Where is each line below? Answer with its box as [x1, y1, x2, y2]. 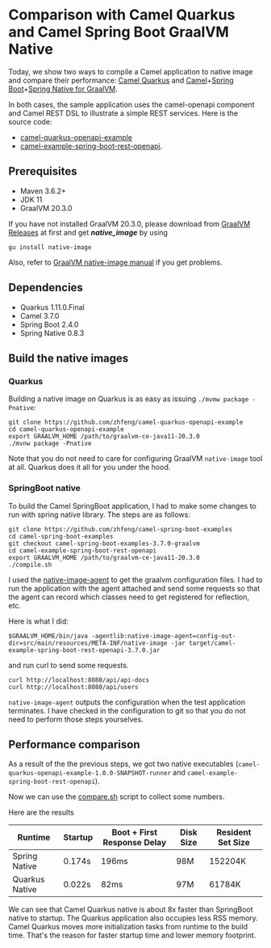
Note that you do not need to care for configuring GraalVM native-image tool [8, 454, 263, 463]
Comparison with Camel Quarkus [8, 6, 236, 24]
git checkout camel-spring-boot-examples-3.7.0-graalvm [8, 540, 200, 548]
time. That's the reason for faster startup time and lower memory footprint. [8, 930, 256, 940]
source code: [8, 116, 52, 126]
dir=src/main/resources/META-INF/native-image [8, 639, 168, 647]
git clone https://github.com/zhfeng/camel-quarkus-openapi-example [8, 418, 244, 426]
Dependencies [8, 281, 83, 294]
